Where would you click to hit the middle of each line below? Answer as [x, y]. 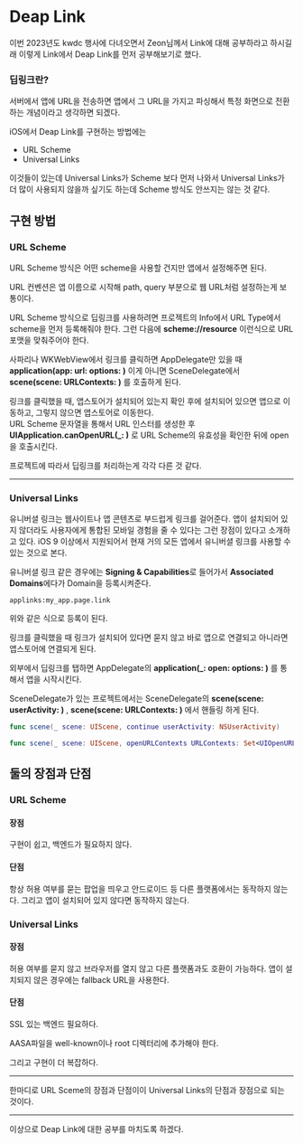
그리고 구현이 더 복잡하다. [54, 1063]
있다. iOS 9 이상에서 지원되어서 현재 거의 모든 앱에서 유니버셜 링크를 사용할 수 [155, 542]
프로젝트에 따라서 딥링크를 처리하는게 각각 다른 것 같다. [106, 465]
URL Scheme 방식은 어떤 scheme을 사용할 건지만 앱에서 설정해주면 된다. [138, 268]
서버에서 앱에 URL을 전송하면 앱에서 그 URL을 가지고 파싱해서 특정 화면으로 [141, 101]
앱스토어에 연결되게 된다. [53, 649]
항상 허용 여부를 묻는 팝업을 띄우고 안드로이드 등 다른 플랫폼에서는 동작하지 [141, 889]
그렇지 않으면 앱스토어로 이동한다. [95, 412]
